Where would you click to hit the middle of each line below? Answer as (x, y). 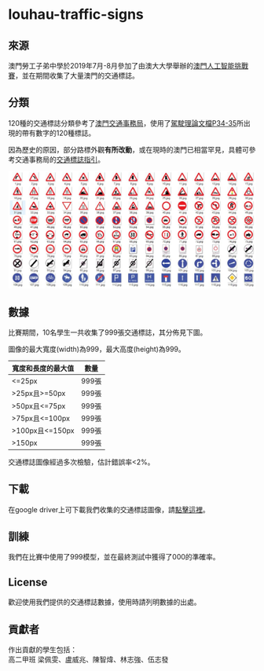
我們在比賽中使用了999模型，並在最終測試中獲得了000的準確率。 (114, 557)
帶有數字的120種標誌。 (59, 133)
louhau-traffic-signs (76, 15)
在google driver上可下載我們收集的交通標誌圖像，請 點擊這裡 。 (109, 509)
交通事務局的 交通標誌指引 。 (59, 159)
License (28, 582)
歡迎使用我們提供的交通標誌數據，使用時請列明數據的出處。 (104, 602)
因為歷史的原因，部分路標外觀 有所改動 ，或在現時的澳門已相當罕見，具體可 (128, 149)
